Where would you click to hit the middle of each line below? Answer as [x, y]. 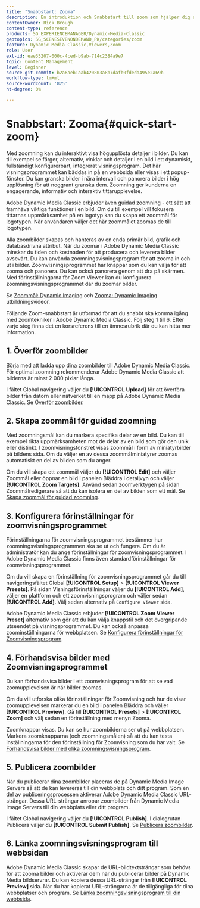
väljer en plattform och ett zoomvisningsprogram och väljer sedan [87, 596]
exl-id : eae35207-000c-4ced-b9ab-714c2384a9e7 [65, 56]
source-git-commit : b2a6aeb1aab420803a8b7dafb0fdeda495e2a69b [85, 73]
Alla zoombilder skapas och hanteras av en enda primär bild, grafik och [93, 240]
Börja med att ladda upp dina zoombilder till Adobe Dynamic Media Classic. [99, 365]
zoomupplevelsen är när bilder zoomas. [54, 688]
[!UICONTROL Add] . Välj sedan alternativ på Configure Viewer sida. [89, 602]
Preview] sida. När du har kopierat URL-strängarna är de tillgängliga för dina [100, 886]
